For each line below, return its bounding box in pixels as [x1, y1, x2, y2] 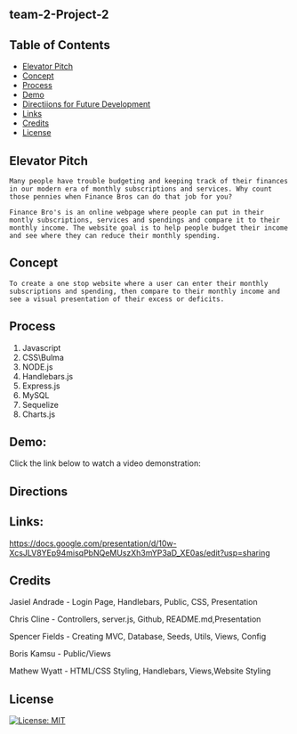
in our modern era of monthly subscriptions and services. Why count [9, 184, 273, 194]
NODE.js [21, 361, 53, 372]
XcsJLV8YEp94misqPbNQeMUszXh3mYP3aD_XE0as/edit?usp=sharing [9, 547, 270, 558]
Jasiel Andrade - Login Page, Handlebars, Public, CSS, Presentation [9, 597, 258, 608]
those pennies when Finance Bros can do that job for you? [9, 192, 233, 201]
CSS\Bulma [21, 352, 64, 363]
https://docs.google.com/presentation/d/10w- [9, 538, 177, 549]
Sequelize [21, 399, 60, 410]
